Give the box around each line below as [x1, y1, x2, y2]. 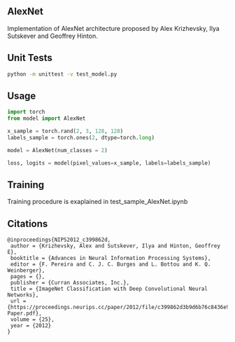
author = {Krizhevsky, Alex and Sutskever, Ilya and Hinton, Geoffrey [10, 242, 220, 249]
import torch [7, 109, 45, 116]
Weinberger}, [7, 267, 45, 274]
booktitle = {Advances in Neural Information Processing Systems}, [10, 255, 211, 262]
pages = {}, [10, 273, 45, 280]
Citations [7, 217, 48, 230]
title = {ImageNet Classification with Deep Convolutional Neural [10, 285, 208, 293]
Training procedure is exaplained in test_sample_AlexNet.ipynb [7, 198, 188, 206]
